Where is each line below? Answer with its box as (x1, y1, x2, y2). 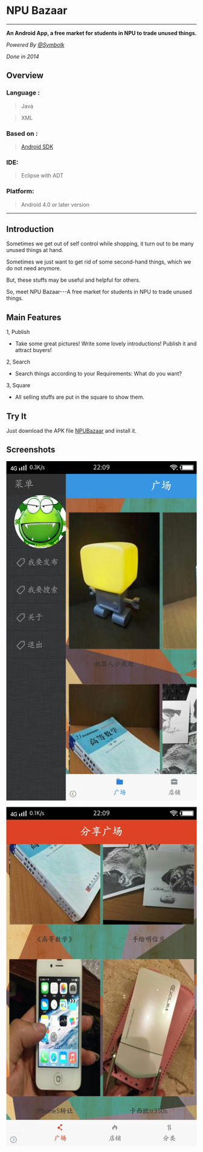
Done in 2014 (6, 53, 39, 60)
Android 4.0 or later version (21, 201, 89, 208)
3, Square (6, 382, 31, 389)
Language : (6, 88, 40, 97)
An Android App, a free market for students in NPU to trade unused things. (6, 29, 197, 36)
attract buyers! (14, 347, 52, 354)
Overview (6, 70, 44, 81)
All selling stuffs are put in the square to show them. (14, 393, 145, 401)
